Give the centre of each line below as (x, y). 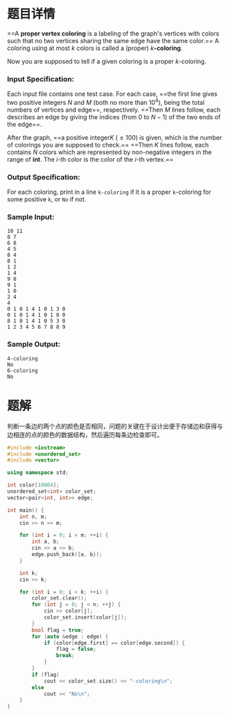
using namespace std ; (38, 473)
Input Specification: (41, 79)
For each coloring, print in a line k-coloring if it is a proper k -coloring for (109, 192)
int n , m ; (34, 517)
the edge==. (25, 124)
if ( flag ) (46, 675)
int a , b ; (46, 542)
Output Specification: (44, 177)
